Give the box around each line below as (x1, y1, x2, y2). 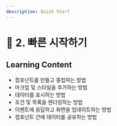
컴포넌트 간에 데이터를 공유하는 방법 (14, 113, 97, 120)
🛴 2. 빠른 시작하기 (6, 36, 87, 49)
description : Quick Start (6, 8, 70, 15)
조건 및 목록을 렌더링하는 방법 (14, 98, 83, 105)
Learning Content (6, 60, 72, 70)
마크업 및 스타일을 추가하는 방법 (14, 83, 87, 91)
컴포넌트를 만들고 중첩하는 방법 (14, 76, 86, 83)
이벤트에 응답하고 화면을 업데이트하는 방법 (14, 106, 112, 113)
